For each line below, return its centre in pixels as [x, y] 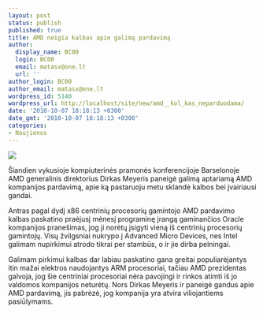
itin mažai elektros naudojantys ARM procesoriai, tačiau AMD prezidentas [127, 267]
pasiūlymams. [31, 301]
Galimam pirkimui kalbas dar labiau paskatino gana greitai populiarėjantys [128, 259]
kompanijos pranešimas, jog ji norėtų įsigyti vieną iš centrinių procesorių [125, 227]
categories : [28, 125]
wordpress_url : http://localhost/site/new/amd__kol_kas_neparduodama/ [126, 103]
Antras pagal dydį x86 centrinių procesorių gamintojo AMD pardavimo [122, 211]
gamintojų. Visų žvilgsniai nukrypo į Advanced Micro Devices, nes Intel [123, 235]
